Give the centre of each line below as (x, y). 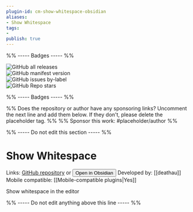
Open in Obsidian (94, 173)
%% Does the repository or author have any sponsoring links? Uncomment (97, 108)
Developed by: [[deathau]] (149, 172)
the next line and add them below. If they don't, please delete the (84, 115)
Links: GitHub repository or (39, 172)
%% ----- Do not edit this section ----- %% (59, 132)
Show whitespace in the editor (43, 191)
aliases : (17, 17)
